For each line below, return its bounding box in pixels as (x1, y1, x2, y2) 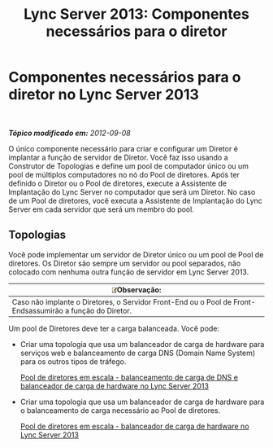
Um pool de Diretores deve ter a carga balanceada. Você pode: (8, 323, 220, 333)
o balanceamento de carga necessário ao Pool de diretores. (19, 406, 221, 415)
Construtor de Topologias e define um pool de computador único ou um (8, 160, 249, 171)
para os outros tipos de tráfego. (19, 357, 127, 367)
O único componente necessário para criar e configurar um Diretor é (8, 143, 238, 153)
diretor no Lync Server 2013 (8, 86, 199, 104)
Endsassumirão (11, 305, 63, 315)
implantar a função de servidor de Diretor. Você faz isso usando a (8, 152, 229, 162)
